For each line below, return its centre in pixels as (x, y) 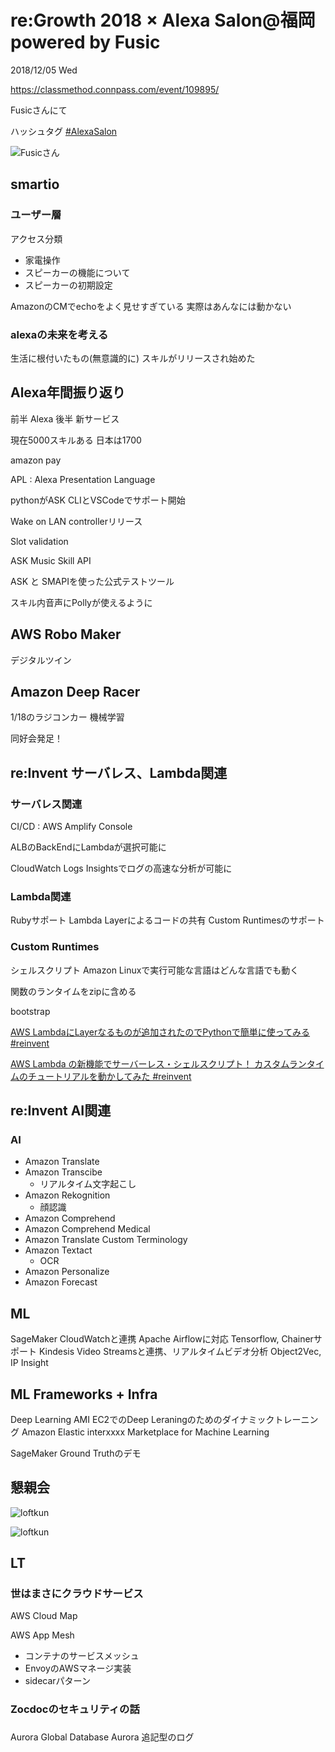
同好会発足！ (36, 738)
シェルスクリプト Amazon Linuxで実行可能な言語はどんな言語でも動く (155, 970)
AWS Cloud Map (44, 1616)
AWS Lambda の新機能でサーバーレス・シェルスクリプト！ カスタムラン (158, 1063)
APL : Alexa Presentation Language (83, 479)
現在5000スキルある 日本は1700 (76, 440)
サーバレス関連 (46, 804)
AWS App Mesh (42, 1635)
